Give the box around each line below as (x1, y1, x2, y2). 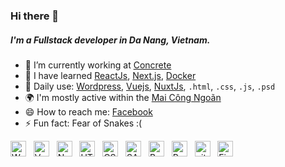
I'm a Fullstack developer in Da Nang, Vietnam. (10, 34, 211, 46)
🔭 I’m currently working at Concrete (24, 59, 172, 71)
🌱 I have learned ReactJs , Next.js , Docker (24, 69, 197, 81)
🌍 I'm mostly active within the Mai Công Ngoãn (24, 91, 222, 103)
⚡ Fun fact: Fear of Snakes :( (24, 117, 143, 129)
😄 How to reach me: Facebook (24, 105, 153, 118)
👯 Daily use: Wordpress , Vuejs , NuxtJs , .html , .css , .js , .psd (24, 80, 276, 92)
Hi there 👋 (10, 9, 60, 23)
